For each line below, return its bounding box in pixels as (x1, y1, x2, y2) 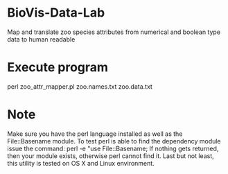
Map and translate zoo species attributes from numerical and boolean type (7, 28, 220, 36)
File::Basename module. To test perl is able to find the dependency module (7, 137, 221, 145)
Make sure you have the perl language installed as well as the (7, 130, 183, 138)
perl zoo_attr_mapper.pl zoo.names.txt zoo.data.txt (7, 82, 152, 91)
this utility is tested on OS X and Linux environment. (7, 159, 155, 167)
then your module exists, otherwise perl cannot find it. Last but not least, (7, 151, 215, 160)
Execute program (7, 60, 109, 76)
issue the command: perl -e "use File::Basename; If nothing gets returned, (7, 144, 219, 153)
